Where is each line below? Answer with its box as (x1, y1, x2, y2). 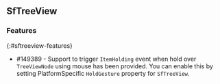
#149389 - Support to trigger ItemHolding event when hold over (16, 55, 197, 63)
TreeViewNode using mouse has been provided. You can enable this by (16, 61, 214, 70)
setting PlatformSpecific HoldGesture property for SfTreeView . (16, 69, 190, 77)
